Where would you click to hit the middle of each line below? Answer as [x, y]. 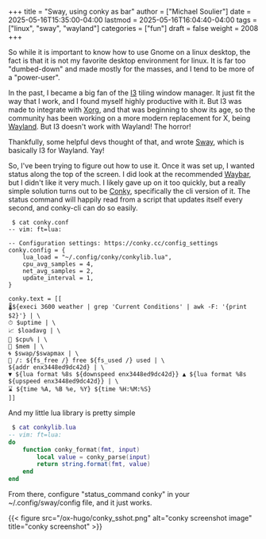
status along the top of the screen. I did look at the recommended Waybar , [130, 174]
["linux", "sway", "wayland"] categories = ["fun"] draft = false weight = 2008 [133, 28]
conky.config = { [37, 250]
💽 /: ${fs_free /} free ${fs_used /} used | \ [87, 360]
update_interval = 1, [58, 278]
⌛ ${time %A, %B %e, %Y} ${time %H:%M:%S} [80, 389]
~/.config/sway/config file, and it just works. [80, 502]
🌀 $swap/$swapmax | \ [44, 353]
